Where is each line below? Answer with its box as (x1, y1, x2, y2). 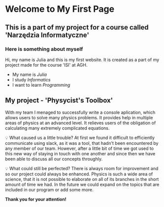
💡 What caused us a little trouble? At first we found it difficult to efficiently (5, 135, 155, 140)
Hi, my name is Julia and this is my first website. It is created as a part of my (5, 57, 160, 63)
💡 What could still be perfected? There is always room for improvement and (5, 165, 159, 171)
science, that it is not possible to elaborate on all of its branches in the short (5, 176, 159, 182)
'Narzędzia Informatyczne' (5, 31, 90, 39)
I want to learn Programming (12, 82, 70, 88)
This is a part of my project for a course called (5, 23, 149, 32)
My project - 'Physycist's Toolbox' (5, 96, 113, 104)
